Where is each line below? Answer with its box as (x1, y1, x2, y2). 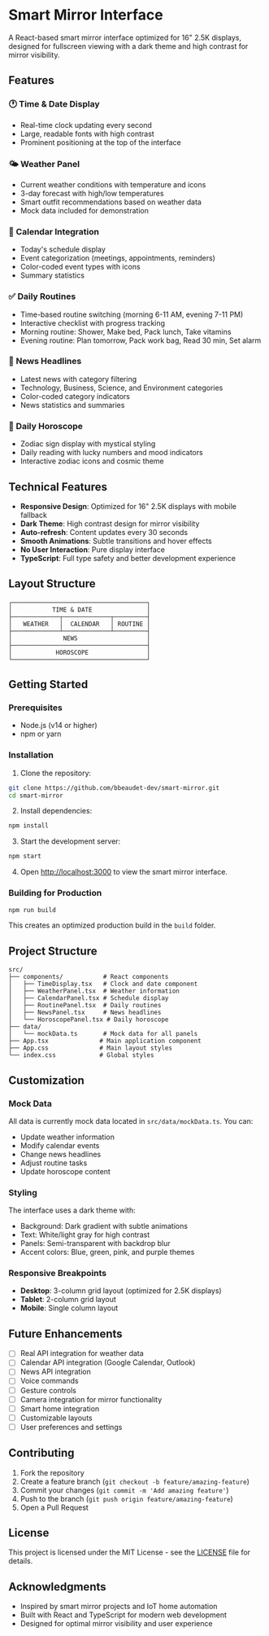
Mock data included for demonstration (20, 205, 149, 215)
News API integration (20, 1366, 91, 1377)
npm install (8, 822, 49, 830)
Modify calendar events (20, 1140, 100, 1150)
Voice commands (20, 1376, 79, 1386)
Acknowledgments (8, 1580, 107, 1594)
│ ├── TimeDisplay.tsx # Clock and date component (8, 980, 198, 989)
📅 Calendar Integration (8, 226, 100, 237)
